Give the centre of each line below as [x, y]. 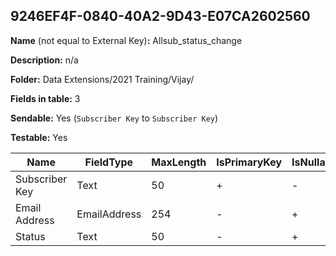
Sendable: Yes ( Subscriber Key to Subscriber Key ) [114, 118]
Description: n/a [44, 60]
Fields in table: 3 [45, 98]
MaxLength [179, 162]
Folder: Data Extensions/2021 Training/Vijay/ [102, 79]
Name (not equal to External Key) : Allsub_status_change [126, 40]
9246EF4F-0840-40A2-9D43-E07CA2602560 [160, 16]
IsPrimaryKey [249, 162]
